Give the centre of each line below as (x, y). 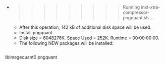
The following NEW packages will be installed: (66, 43)
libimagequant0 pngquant (31, 57)
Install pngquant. (36, 32)
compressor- (136, 12)
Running (131, 7)
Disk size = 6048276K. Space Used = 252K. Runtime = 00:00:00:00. (89, 38)
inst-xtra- (150, 7)
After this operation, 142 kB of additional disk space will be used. (85, 27)
